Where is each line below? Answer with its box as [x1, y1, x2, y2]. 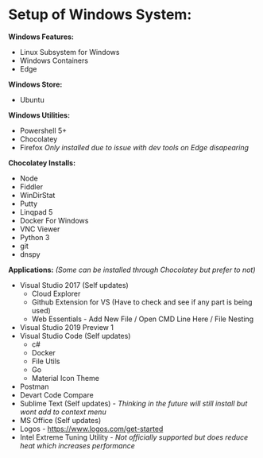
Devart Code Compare [19, 390, 94, 399]
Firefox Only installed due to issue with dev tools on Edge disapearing [19, 142, 249, 152]
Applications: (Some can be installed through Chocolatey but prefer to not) [8, 265, 256, 274]
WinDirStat [19, 190, 56, 200]
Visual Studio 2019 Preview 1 [19, 322, 114, 332]
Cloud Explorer [31, 289, 81, 298]
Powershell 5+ [19, 126, 68, 135]
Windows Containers [19, 56, 89, 65]
